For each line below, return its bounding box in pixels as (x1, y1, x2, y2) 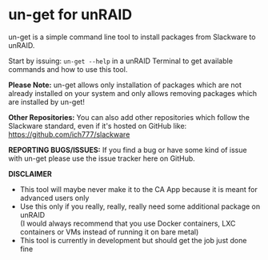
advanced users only (19, 193, 90, 202)
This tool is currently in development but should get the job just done (19, 235, 247, 245)
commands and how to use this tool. (8, 64, 128, 74)
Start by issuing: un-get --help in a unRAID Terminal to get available (8, 56, 234, 66)
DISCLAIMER (8, 169, 52, 178)
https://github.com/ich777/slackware (8, 130, 130, 139)
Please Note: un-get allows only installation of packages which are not (8, 80, 242, 90)
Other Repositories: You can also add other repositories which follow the (8, 112, 250, 122)
